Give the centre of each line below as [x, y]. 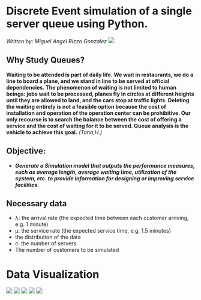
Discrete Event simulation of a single [99, 11]
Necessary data [37, 204]
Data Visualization [53, 274]
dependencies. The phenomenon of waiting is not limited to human [91, 87]
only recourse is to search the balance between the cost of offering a [94, 119]
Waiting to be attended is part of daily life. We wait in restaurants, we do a [100, 75]
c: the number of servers [46, 243]
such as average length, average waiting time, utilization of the [96, 172]
